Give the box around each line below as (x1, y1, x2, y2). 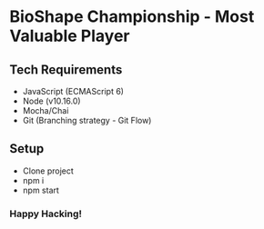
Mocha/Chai (22, 105, 69, 115)
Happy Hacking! (9, 207, 83, 220)
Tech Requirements (9, 62, 123, 77)
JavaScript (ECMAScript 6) (22, 86, 125, 96)
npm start (22, 184, 59, 195)
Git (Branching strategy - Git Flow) (22, 115, 152, 125)
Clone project (22, 165, 75, 176)
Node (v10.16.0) (22, 95, 81, 106)
